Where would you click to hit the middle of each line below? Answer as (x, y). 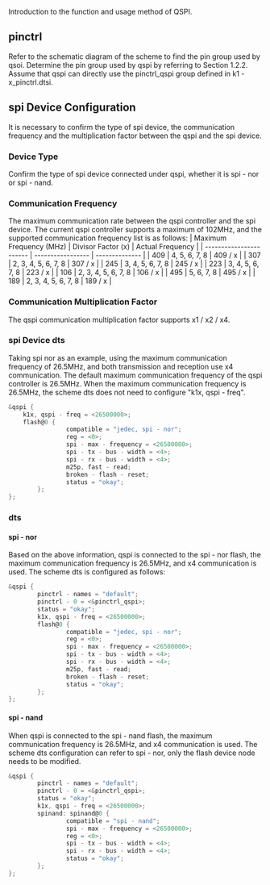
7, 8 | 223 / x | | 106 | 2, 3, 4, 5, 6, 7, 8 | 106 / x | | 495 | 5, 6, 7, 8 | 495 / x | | (132, 273)
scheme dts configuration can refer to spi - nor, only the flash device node (132, 753)
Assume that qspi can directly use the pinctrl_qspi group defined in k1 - (127, 73)
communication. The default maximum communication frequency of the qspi (135, 375)
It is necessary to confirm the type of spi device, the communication (122, 127)
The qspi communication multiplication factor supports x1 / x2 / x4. (119, 319)
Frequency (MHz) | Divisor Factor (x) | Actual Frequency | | (106, 247)
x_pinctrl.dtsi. (31, 82)
